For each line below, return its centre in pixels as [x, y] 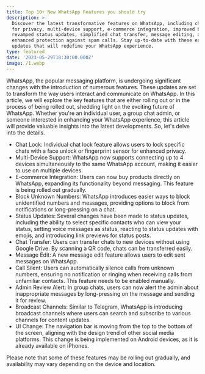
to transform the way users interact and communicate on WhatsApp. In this [101, 94]
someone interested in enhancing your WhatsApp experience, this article [98, 119]
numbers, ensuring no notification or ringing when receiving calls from [104, 274]
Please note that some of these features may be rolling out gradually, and [99, 358]
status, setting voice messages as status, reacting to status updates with [106, 229]
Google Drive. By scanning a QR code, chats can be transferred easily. [104, 248]
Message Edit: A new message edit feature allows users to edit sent [100, 255]
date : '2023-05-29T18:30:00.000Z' [50, 57]
